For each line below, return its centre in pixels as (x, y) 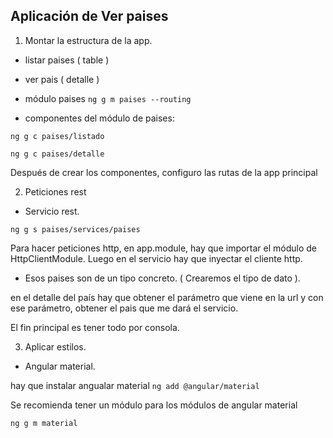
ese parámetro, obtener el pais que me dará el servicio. (124, 308)
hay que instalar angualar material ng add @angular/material (135, 385)
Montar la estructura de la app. (88, 40)
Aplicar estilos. (55, 346)
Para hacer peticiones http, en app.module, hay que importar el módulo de (164, 248)
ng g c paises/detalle (57, 154)
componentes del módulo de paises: (99, 118)
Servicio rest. (52, 211)
